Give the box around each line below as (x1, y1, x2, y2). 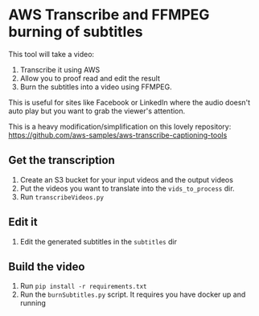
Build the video (8, 260, 85, 273)
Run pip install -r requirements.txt (19, 281, 147, 291)
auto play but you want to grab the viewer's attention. (8, 106, 186, 116)
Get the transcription (8, 154, 115, 167)
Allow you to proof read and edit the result (19, 73, 161, 83)
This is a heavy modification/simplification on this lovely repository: (8, 121, 232, 131)
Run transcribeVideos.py (19, 191, 105, 202)
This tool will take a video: (8, 49, 95, 59)
